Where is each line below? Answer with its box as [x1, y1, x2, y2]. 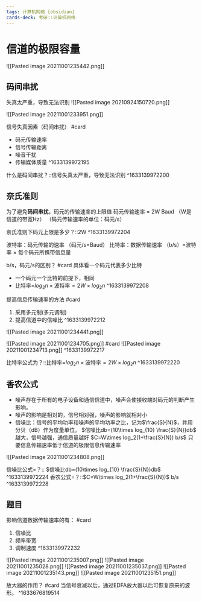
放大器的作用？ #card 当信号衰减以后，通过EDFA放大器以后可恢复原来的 [6, 581, 185, 589]
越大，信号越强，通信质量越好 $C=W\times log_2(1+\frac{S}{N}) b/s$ [14, 434, 187, 441]
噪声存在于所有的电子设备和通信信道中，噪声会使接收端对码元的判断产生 [14, 396, 195, 404]
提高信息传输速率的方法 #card [6, 296, 81, 303]
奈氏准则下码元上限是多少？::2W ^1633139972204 [6, 229, 131, 236]
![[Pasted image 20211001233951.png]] [6, 111, 104, 118]
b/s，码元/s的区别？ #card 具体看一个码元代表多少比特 [6, 262, 142, 269]
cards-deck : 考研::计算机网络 [6, 14, 76, 21]
